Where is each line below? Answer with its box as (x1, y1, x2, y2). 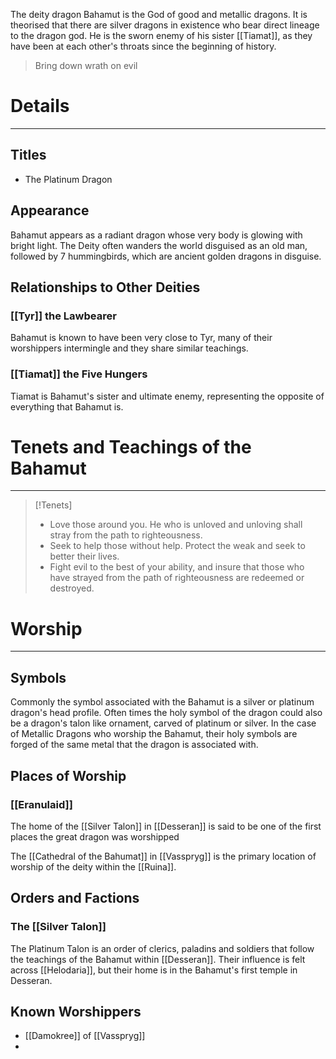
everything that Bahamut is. (10, 400, 124, 413)
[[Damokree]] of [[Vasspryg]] (24, 1030, 146, 1042)
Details (10, 95, 70, 118)
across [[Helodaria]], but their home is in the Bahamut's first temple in (10, 964, 298, 976)
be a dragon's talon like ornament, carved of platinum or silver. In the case (10, 717, 317, 729)
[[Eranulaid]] (10, 797, 73, 811)
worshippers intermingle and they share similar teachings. (10, 342, 249, 354)
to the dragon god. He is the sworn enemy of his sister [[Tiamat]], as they (10, 30, 313, 41)
